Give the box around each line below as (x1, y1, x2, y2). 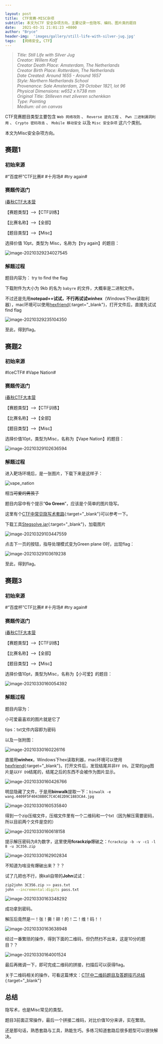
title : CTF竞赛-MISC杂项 (5, 16, 55, 21)
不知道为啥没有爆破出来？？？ (5, 862, 65, 868)
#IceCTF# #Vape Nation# (5, 369, 56, 375)
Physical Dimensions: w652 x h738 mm (16, 88, 96, 94)
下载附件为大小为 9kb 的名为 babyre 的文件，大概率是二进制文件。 (5, 285, 137, 291)
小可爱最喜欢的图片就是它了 (5, 716, 61, 722)
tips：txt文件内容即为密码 (5, 726, 56, 733)
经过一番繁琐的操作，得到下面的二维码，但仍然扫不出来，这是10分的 (5, 936, 142, 942)
